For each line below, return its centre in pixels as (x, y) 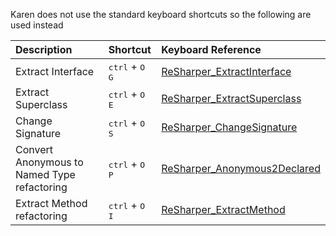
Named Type (45, 174)
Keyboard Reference (211, 49)
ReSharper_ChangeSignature (229, 127)
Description (44, 49)
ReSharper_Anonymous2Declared (241, 168)
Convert (34, 149)
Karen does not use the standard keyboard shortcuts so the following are (161, 14)
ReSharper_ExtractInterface (226, 71)
